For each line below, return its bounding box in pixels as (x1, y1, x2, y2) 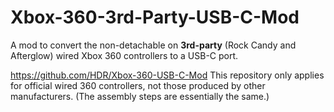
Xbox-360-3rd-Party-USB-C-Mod (10, 6, 300, 29)
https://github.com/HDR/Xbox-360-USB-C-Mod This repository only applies (10, 69, 325, 81)
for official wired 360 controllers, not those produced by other (10, 79, 266, 91)
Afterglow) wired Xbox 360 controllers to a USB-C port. (10, 49, 239, 61)
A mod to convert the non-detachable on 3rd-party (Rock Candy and (10, 39, 297, 51)
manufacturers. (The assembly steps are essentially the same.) (10, 90, 270, 102)
